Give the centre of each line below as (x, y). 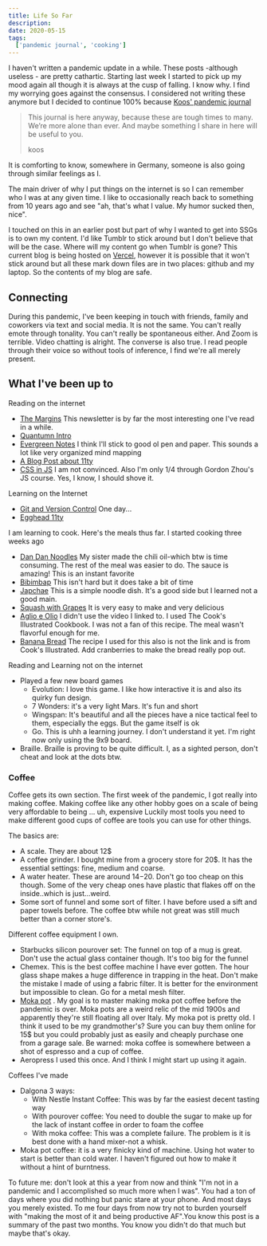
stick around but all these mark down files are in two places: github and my (132, 264)
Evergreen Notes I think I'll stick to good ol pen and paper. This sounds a (139, 444)
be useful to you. (55, 134)
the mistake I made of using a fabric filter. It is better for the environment (139, 984)
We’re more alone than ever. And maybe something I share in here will (142, 126)
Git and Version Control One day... (76, 509)
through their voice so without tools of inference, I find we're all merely (124, 350)
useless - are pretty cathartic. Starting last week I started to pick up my (125, 77)
